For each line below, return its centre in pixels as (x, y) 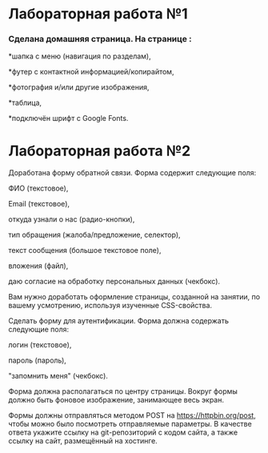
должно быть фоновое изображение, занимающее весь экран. (116, 400)
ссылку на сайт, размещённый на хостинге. (83, 441)
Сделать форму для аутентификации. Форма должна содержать (119, 321)
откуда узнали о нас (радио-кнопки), (72, 219)
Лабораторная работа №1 (98, 14)
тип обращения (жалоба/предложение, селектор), (95, 235)
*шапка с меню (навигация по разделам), (80, 56)
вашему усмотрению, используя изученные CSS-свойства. (110, 306)
